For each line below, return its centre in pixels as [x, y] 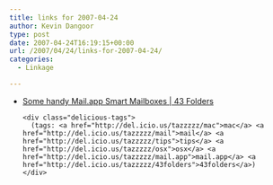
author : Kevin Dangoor [52, 26]
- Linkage [35, 68]
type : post [30, 34]
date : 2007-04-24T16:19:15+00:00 [72, 43]
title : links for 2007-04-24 [64, 18]
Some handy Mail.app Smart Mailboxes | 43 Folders [118, 101]
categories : [31, 59]
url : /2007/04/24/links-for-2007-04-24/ [86, 51]
